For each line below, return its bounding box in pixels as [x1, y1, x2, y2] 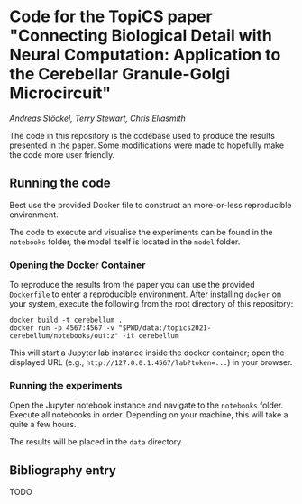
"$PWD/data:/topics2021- [118, 324, 212, 333]
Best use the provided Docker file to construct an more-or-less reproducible [9, 199, 292, 210]
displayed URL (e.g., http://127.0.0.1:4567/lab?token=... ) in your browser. [9, 357, 293, 368]
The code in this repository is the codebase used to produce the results [9, 130, 275, 141]
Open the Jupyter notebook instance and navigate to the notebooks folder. [9, 399, 284, 411]
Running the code [9, 176, 111, 191]
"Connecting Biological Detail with [9, 25, 272, 46]
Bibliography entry [9, 463, 117, 478]
